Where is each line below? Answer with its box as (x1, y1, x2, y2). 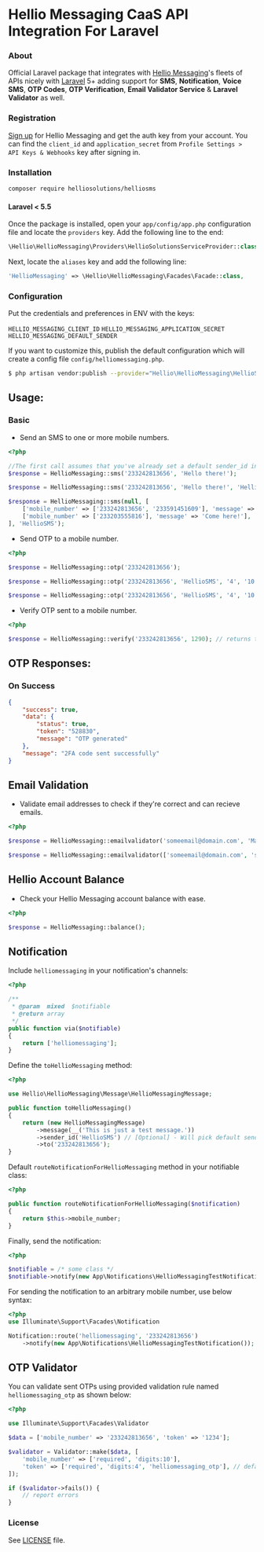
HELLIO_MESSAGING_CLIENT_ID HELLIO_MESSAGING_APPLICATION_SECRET (8, 325, 225, 333)
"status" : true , (36, 721, 90, 728)
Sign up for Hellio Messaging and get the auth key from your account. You (8, 130, 248, 140)
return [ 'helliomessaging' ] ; (22, 1039, 118, 1047)
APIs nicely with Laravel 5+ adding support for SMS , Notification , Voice (8, 76, 242, 86)
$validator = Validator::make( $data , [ (8, 1448, 139, 1456)
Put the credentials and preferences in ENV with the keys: (8, 309, 195, 318)
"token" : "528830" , (36, 728, 101, 736)
